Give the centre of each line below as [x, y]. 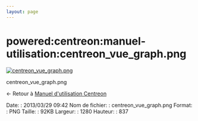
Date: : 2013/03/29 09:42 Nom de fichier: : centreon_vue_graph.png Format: [99, 105]
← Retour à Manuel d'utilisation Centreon [56, 94]
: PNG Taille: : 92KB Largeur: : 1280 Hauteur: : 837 [67, 111]
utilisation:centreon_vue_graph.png [96, 54]
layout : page [22, 12]
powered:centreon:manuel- [76, 41]
